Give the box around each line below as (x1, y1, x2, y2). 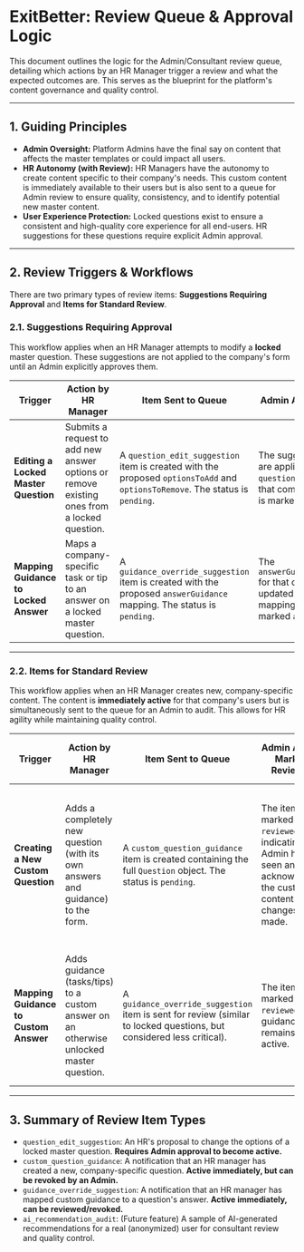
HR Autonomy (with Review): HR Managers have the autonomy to (22, 162, 270, 173)
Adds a (64, 802, 95, 815)
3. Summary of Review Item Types (9, 1112, 206, 1128)
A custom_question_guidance (122, 841, 242, 854)
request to (64, 432, 109, 444)
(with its (64, 848, 100, 860)
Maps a (64, 537, 97, 549)
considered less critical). (122, 1031, 228, 1043)
